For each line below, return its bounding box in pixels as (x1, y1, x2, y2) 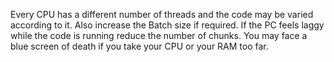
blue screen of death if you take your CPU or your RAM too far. (10, 40, 269, 52)
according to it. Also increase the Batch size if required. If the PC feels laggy (10, 19, 325, 31)
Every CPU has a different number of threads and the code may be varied (10, 9, 314, 20)
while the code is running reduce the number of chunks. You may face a (10, 30, 308, 41)
